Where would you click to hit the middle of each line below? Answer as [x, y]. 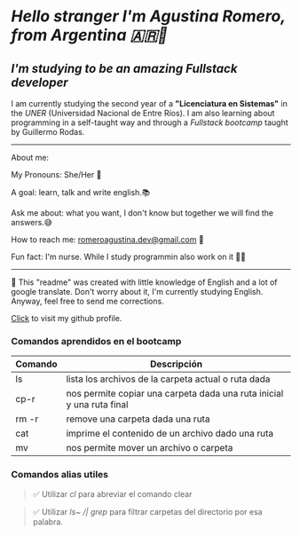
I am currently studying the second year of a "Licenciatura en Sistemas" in [149, 103]
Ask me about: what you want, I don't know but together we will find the [142, 213]
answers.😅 [32, 222]
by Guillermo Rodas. [48, 132]
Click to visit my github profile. [67, 318]
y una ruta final [97, 405]
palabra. [48, 522]
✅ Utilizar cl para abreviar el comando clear [112, 493]
